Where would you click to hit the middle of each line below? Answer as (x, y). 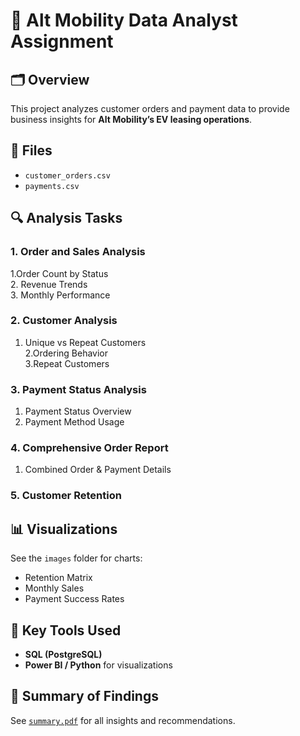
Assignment (62, 41)
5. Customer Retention (66, 496)
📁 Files (31, 150)
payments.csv (52, 186)
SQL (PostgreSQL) (63, 654)
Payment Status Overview (78, 411)
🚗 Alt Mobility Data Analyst (124, 20)
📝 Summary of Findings (84, 696)
